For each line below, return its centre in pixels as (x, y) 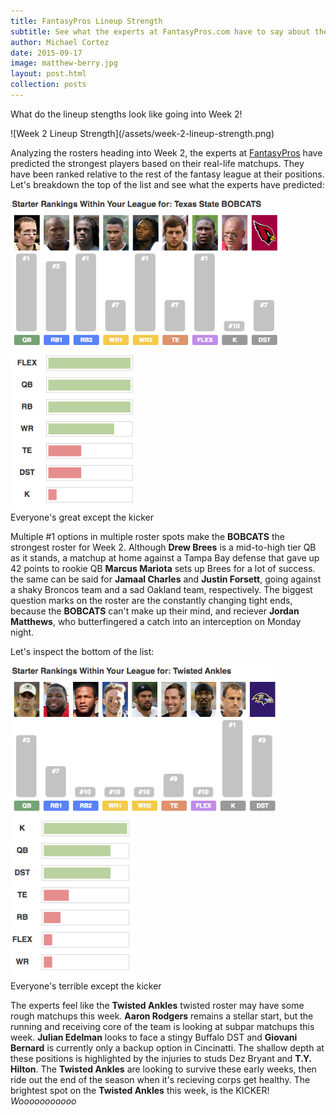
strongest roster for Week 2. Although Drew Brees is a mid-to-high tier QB (163, 547)
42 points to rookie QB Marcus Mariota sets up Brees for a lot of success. (163, 569)
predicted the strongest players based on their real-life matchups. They (157, 163)
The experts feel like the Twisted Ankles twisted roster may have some (157, 1005)
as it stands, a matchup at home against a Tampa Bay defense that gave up (165, 558)
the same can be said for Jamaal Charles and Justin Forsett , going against (166, 579)
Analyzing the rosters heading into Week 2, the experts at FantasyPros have (166, 152)
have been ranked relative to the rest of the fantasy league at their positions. (167, 174)
